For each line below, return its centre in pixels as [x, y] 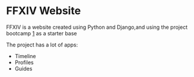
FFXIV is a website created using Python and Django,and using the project [97, 27]
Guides [23, 68]
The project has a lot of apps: [42, 45]
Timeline [25, 56]
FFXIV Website [44, 11]
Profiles [24, 62]
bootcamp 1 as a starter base [42, 33]
